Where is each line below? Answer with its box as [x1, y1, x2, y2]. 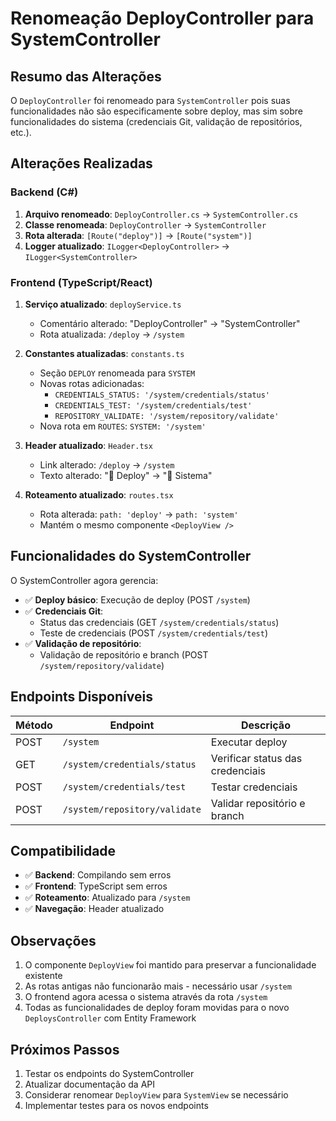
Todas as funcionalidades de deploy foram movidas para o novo [24, 1002, 290, 1014]
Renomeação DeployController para [10, 7, 315, 30]
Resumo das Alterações [10, 68, 162, 85]
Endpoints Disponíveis [10, 688, 153, 706]
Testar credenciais [210, 780, 298, 794]
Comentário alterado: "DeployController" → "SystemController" [39, 317, 301, 329]
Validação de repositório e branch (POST [39, 648, 209, 661]
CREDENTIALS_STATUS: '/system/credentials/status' [54, 390, 271, 400]
